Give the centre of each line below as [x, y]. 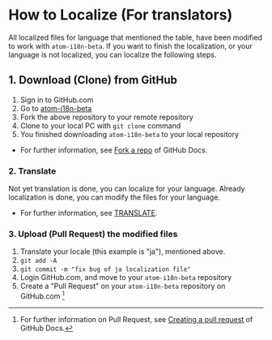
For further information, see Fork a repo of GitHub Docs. [114, 150]
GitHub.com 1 [42, 295]
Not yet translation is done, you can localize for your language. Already [127, 189]
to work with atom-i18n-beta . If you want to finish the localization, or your [131, 45]
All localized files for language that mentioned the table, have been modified [136, 37]
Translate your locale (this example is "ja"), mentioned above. [123, 252]
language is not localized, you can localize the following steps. [113, 54]
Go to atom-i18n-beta [56, 108]
